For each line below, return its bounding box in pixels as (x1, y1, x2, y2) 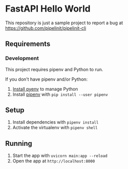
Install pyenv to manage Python (12, 86, 78, 92)
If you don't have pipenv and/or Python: (5, 76, 88, 82)
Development (5, 55, 39, 62)
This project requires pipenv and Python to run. (5, 66, 103, 72)
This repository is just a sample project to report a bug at (5, 20, 123, 26)
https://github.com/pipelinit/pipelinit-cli (5, 25, 87, 31)
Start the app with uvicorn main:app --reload (12, 152, 107, 159)
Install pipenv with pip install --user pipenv (12, 91, 108, 97)
